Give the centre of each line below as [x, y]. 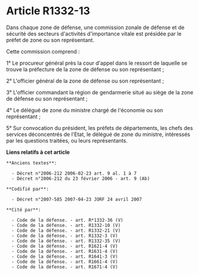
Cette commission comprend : [43, 51]
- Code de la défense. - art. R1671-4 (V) [65, 267]
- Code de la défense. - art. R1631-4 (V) [65, 251]
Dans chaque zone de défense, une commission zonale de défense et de [95, 27]
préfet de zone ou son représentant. [50, 40]
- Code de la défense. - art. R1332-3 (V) [65, 236]
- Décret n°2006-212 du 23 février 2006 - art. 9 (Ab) [81, 178]
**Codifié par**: [28, 189]
